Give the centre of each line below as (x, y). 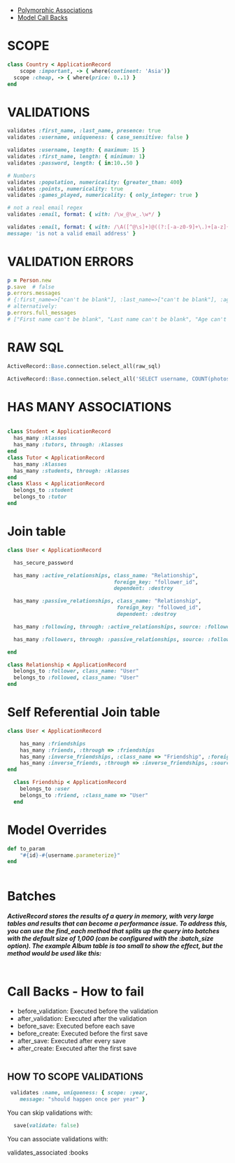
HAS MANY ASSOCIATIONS (90, 407)
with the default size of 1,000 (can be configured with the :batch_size (111, 938)
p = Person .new (29, 280)
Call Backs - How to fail (76, 992)
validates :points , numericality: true (65, 188)
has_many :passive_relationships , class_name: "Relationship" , (107, 601)
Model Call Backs (42, 18)
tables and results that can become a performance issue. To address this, (117, 923)
